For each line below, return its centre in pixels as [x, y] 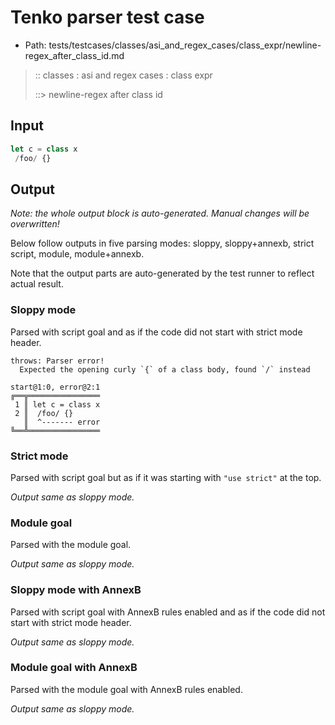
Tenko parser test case [107, 17]
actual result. [37, 284]
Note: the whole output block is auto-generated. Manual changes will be [160, 213]
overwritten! [35, 224]
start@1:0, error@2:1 [55, 387]
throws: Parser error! [57, 361]
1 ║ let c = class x [57, 404]
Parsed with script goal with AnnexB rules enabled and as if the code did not [168, 612]
